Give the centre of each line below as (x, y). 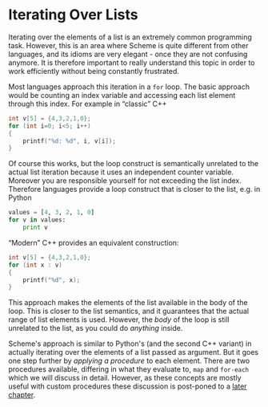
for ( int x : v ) (35, 265)
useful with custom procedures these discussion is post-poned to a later (128, 386)
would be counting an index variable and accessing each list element (122, 95)
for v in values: (37, 220)
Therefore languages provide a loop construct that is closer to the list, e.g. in (134, 189)
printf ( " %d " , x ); (52, 280)
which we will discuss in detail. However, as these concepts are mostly (125, 378)
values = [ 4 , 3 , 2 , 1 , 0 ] (51, 213)
